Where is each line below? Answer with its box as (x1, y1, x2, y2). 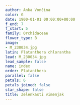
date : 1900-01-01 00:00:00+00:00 (5, 17, 75, 22)
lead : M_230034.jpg (5, 54, 46, 60)
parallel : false (5, 73, 39, 78)
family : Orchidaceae (5, 31, 49, 36)
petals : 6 (5, 78, 26, 83)
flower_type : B (5, 36, 37, 41)
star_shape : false (5, 87, 44, 92)
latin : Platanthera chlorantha (5, 49, 71, 55)
